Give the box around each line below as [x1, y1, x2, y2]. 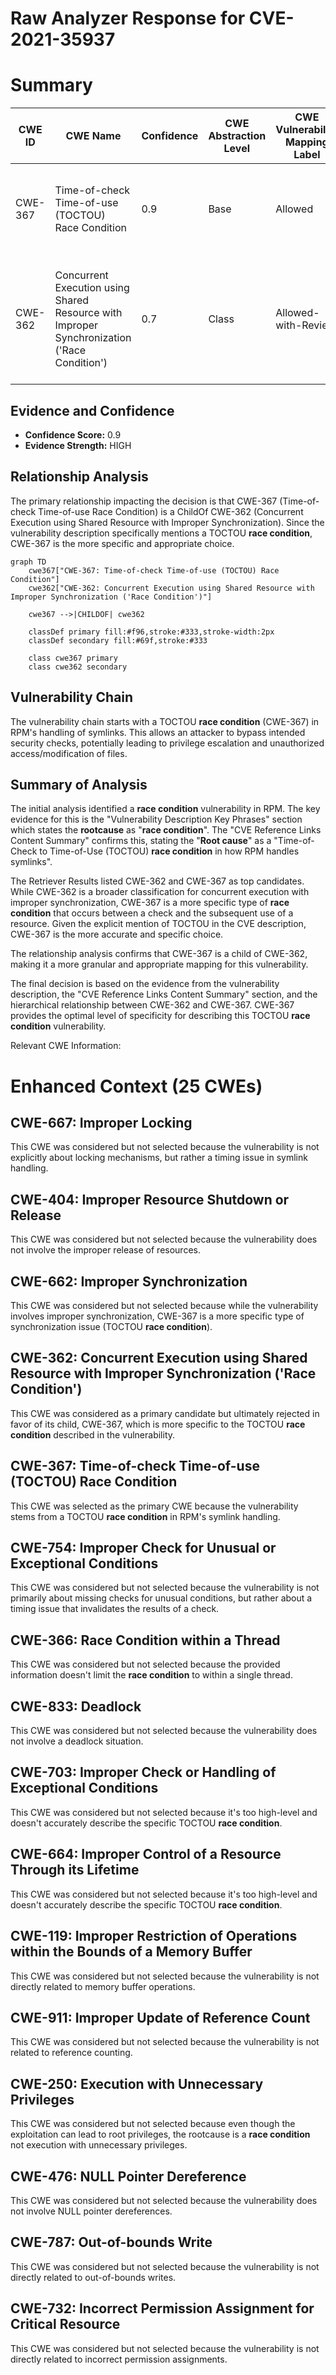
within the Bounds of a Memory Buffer [10, 1943, 253, 1961]
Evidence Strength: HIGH [24, 439, 132, 451]
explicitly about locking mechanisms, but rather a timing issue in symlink [10, 1152, 308, 1164]
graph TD [10, 557, 47, 567]
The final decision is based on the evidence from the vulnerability [10, 978, 280, 990]
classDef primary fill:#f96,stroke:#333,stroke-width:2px [28, 627, 275, 637]
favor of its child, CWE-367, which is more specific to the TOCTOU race [10, 1418, 306, 1430]
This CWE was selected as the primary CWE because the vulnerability [10, 1500, 299, 1512]
